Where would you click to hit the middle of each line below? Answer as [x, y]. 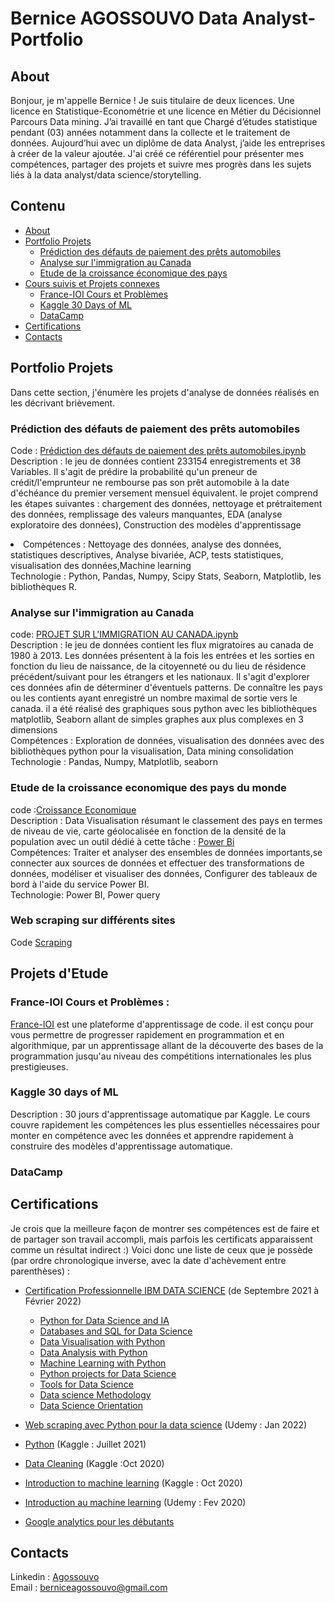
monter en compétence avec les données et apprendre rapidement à [152, 1135]
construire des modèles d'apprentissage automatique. [121, 1146]
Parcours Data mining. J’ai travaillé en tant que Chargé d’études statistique [164, 121]
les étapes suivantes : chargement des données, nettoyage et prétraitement [166, 503]
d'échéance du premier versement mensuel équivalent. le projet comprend [164, 493]
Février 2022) [53, 1301]
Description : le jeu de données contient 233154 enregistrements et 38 [156, 461]
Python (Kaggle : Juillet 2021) [85, 1444]
